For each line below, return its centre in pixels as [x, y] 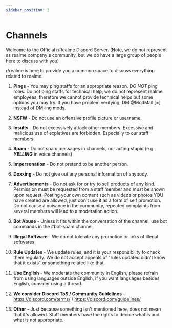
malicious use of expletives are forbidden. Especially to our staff [81, 133]
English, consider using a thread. [48, 283]
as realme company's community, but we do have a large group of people [84, 55]
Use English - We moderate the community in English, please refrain [85, 273]
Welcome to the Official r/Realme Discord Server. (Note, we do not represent [87, 50]
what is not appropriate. [38, 320]
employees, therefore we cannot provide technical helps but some [83, 97]
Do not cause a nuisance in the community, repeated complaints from [87, 205]
